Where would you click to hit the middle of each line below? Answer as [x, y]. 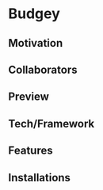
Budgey [34, 14]
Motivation [36, 43]
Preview [29, 97]
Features [31, 151]
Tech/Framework [51, 123]
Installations [40, 178]
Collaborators [43, 69]
